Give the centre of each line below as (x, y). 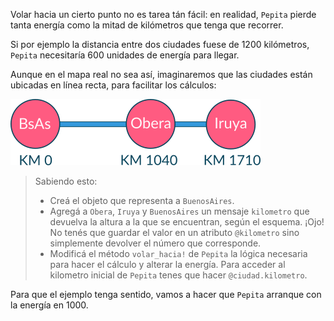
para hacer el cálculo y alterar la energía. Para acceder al (167, 264)
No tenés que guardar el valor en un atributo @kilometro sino (174, 232)
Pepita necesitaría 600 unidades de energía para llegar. (125, 55)
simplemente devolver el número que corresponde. (155, 243)
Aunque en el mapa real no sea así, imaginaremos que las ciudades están (161, 74)
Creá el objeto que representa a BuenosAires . (142, 200)
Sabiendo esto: (66, 181)
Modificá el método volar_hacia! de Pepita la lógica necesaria (178, 253)
